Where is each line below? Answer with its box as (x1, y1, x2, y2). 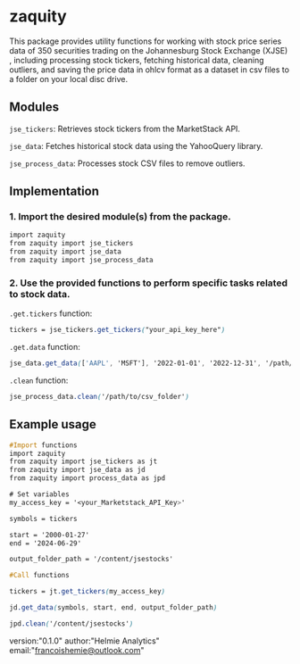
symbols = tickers (9, 514, 78, 523)
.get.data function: (9, 342, 80, 353)
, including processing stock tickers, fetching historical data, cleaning (9, 54, 265, 65)
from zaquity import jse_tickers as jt (9, 457, 158, 466)
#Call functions (9, 571, 70, 580)
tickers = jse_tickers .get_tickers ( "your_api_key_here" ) (9, 326, 226, 335)
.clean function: (9, 375, 69, 386)
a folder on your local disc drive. (9, 73, 128, 84)
